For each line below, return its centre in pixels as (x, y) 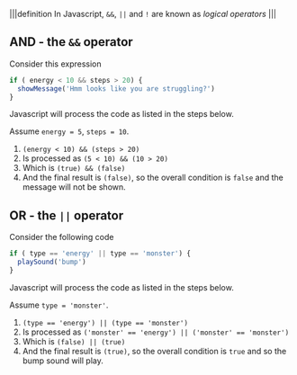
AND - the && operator (71, 42)
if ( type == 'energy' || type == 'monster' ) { (100, 254)
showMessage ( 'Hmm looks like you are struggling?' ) (117, 89)
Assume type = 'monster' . (59, 305)
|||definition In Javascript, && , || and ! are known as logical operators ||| (143, 14)
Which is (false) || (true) (74, 341)
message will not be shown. (74, 187)
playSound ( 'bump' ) (52, 262)
